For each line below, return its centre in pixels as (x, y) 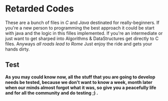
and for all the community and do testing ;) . (52, 92)
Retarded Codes (40, 9)
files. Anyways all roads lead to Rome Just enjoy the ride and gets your (79, 43)
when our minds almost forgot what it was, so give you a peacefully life (81, 87)
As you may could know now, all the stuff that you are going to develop (80, 77)
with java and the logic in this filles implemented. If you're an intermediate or (84, 33)
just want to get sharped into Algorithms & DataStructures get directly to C (82, 38)
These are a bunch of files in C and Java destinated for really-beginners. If (82, 22)
